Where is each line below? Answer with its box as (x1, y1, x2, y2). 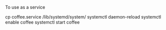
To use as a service (5, 4, 45, 10)
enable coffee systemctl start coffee (5, 19, 80, 25)
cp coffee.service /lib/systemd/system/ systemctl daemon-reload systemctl (5, 14, 161, 19)
